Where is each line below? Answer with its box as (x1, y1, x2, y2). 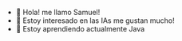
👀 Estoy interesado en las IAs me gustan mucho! (15, 16, 175, 25)
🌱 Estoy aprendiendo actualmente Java (15, 24, 145, 33)
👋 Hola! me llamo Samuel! (15, 8, 101, 17)
